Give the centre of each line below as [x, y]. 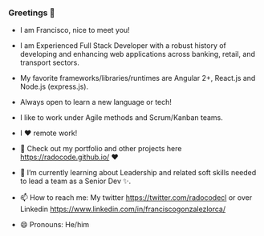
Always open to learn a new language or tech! [96, 102]
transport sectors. [50, 62]
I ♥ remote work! [49, 133]
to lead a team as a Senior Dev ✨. [75, 181]
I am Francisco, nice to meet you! [75, 30]
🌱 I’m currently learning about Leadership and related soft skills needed [138, 173]
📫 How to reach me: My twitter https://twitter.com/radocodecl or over [136, 198]
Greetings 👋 [32, 13]
